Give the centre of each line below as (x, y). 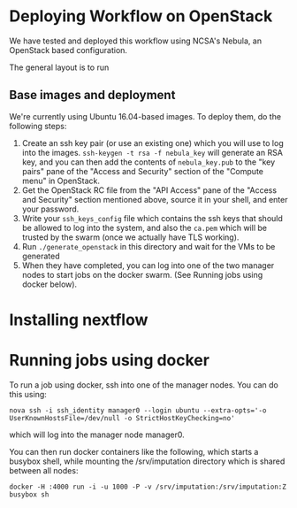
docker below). (49, 284)
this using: (28, 394)
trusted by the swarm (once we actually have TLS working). (130, 237)
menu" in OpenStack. (61, 181)
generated (41, 256)
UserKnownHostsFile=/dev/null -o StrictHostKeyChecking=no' (122, 418)
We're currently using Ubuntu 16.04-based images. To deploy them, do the (145, 116)
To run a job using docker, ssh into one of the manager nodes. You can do (144, 385)
